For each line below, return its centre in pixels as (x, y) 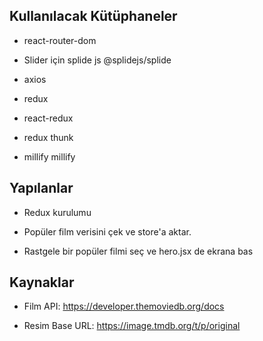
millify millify (49, 156)
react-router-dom (60, 40)
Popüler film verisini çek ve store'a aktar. (107, 231)
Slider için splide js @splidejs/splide (97, 60)
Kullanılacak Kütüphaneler (93, 16)
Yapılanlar (41, 188)
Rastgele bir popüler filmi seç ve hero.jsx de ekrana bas (138, 251)
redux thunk (48, 137)
